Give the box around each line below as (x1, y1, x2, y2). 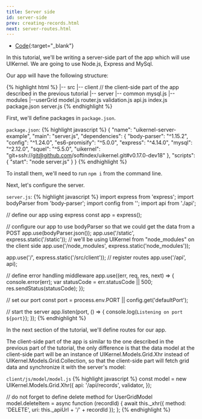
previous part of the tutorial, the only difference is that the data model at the (6, 344, 195, 351)
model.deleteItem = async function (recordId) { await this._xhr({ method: (6, 400, 186, 407)
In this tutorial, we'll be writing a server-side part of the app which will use (6, 54, 190, 61)
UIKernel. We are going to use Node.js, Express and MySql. (6, 60, 154, 68)
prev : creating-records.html (6, 20, 80, 26)
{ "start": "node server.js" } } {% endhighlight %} (6, 158, 128, 166)
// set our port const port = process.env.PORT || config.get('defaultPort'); (6, 297, 189, 304)
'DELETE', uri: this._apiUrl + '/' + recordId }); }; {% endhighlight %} (6, 406, 171, 414)
